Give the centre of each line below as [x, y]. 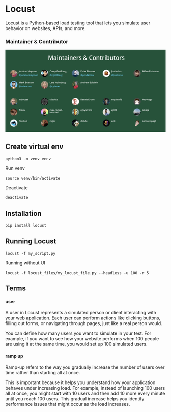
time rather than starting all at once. [43, 372]
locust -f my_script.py [31, 253]
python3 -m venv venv [28, 159]
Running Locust [31, 241]
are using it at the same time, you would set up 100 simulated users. [76, 344]
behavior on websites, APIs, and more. [46, 28]
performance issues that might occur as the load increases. [68, 404]
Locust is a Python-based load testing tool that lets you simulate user [78, 23]
